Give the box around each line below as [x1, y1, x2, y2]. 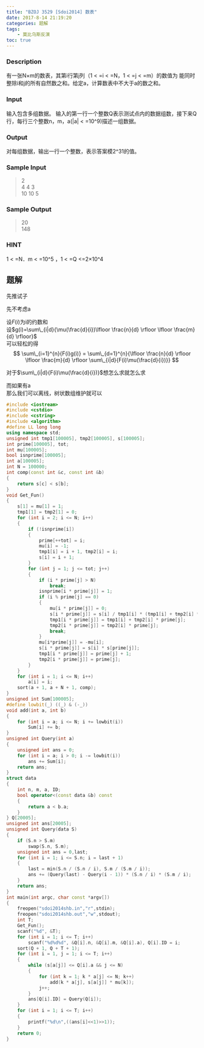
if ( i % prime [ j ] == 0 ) [38, 594, 99, 600]
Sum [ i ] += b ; [28, 724, 61, 731]
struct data [6, 775, 36, 782]
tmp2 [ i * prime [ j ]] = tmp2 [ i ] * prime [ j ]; [49, 622, 159, 628]
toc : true [6, 37, 32, 43]
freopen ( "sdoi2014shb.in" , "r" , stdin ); [17, 905, 115, 912]
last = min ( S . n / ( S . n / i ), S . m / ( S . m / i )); [28, 866, 151, 872]
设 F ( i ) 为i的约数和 [6, 318, 49, 325]
